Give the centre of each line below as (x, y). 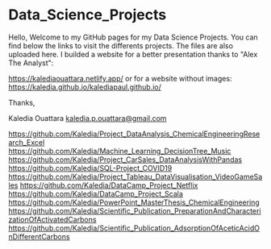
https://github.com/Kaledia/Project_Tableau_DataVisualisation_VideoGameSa (135, 176)
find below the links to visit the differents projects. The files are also (121, 45)
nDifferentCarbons (39, 236)
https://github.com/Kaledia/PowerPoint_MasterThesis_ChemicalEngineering (134, 202)
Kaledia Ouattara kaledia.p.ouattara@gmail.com (88, 118)
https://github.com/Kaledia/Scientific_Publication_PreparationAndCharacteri (135, 210)
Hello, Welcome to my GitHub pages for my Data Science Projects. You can (133, 37)
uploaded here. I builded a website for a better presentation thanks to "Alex (133, 54)
